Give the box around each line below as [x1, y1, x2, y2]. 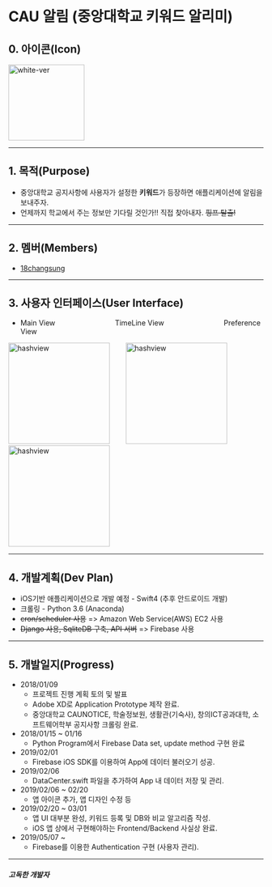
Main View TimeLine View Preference [19, 318, 261, 328]
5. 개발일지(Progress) [8, 657, 115, 672]
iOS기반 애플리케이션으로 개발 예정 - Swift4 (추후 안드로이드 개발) [19, 594, 228, 604]
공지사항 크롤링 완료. [73, 719, 139, 729]
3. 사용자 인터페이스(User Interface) [8, 296, 184, 310]
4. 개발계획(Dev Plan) [8, 571, 114, 584]
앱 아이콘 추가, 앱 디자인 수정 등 [32, 795, 132, 804]
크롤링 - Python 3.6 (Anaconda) [19, 604, 125, 613]
